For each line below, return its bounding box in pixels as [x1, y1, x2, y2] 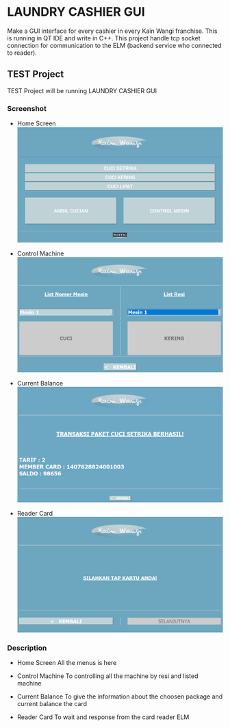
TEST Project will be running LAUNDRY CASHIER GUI [7, 86, 157, 95]
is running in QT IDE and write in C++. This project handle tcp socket [7, 34, 201, 42]
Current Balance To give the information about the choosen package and [16, 692, 223, 701]
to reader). [7, 49, 38, 57]
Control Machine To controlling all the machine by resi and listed [16, 672, 199, 680]
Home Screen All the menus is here [16, 658, 117, 666]
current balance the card [16, 699, 88, 707]
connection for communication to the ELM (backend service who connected [7, 41, 222, 49]
